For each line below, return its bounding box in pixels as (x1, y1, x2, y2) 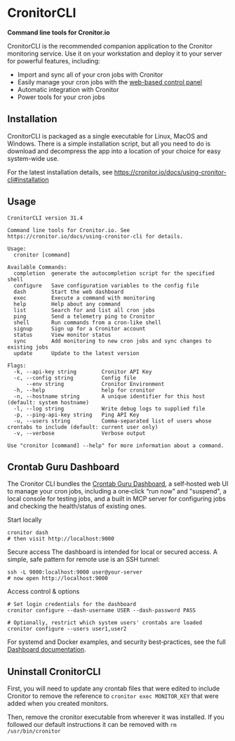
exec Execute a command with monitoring (13, 294, 156, 302)
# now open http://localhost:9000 (7, 575, 109, 582)
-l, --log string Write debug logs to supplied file (13, 405, 206, 412)
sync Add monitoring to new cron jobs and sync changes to (13, 337, 212, 344)
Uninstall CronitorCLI (7, 666, 101, 678)
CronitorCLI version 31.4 (7, 214, 83, 221)
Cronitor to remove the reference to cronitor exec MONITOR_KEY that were (7, 692, 219, 700)
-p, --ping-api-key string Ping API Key (13, 411, 140, 418)
